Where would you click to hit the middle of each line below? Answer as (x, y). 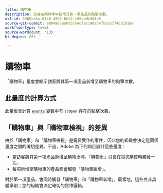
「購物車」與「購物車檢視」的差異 (56, 128)
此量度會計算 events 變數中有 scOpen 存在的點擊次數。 (59, 111)
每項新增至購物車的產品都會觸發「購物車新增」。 (60, 169)
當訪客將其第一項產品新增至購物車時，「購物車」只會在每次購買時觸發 (81, 157)
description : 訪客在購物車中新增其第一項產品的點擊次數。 (57, 14)
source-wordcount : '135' (30, 32)
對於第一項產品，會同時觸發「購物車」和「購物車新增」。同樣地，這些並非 (79, 179)
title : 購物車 (18, 10)
